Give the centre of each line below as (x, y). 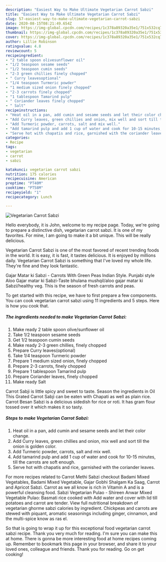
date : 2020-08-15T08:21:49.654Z (39, 23)
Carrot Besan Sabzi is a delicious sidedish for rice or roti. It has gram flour (81, 402)
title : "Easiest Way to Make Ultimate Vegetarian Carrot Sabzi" (73, 14)
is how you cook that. (27, 306)
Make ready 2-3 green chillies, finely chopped (60, 345)
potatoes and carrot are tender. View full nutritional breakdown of (72, 503)
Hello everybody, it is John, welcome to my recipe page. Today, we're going (83, 225)
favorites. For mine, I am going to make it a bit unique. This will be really (78, 235)
